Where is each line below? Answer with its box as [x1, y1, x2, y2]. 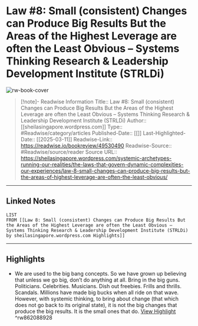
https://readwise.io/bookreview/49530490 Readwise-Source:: [20, 142, 172, 149]
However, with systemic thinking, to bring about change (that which [14, 295, 179, 302]
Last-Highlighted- [143, 129, 186, 137]
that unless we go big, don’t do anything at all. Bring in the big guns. [14, 276, 180, 283]
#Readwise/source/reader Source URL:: [20, 148, 118, 155]
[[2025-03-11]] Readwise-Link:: [36, 135, 113, 143]
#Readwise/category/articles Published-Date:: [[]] [20, 129, 142, 137]
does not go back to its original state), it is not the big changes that [14, 301, 177, 308]
